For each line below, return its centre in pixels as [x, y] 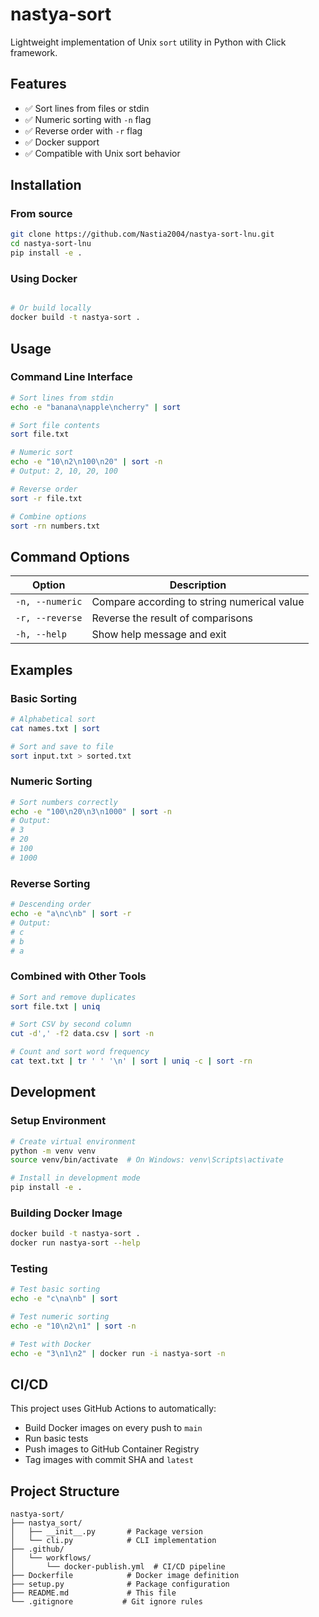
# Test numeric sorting [60, 1317]
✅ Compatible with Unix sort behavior [102, 153]
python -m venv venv [53, 1151]
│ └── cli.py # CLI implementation [113, 1541]
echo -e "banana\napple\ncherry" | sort [96, 407]
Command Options [70, 556]
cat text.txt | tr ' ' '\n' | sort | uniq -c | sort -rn [131, 1061]
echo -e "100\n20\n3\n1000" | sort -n [91, 811]
